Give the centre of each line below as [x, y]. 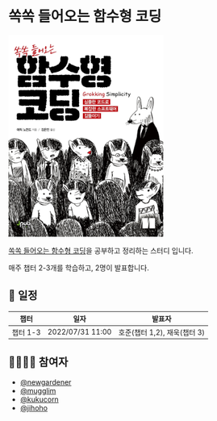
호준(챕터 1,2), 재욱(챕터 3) [162, 332]
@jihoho [34, 407]
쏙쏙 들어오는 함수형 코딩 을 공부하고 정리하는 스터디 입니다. [101, 250]
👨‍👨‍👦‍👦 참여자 [38, 363]
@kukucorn [39, 399]
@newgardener [46, 382]
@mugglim [38, 390]
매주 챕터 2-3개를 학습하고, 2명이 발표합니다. [79, 268]
